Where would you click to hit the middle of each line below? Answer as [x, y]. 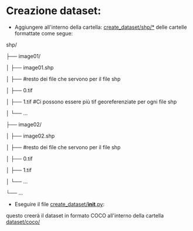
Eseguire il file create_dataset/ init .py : [59, 204]
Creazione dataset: [54, 11]
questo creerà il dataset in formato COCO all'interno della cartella [85, 215]
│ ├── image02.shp [31, 136]
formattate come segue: [44, 33]
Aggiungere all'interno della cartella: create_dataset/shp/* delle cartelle [101, 27]
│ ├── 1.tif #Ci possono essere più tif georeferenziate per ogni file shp [92, 102]
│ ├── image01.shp [30, 67]
